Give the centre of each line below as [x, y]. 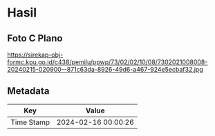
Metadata [28, 91]
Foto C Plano [35, 38]
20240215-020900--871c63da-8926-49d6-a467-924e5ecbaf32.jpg [105, 69]
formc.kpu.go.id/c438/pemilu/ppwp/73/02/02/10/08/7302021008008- [107, 62]
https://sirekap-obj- [35, 55]
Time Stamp [30, 122]
